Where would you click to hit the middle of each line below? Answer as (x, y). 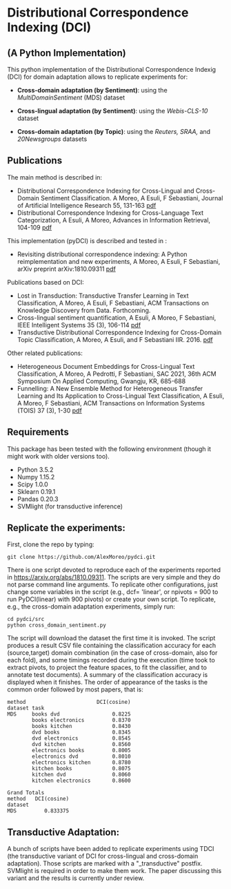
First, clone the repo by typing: (51, 544)
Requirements (38, 432)
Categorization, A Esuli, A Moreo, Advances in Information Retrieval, (114, 220)
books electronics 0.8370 (81, 720)
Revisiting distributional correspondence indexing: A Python (102, 254)
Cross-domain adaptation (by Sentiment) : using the (92, 90)
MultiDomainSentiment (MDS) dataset (71, 97)
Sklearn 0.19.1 (36, 491)
